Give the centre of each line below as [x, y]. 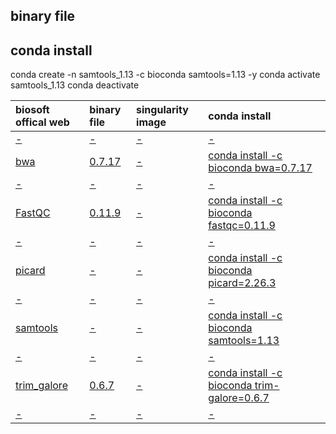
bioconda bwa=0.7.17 [260, 168]
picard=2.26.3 [242, 283]
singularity [162, 110]
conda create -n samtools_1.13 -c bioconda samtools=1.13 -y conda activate [165, 75]
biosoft [32, 110]
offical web [42, 122]
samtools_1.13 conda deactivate [75, 85]
